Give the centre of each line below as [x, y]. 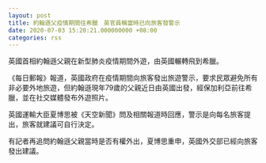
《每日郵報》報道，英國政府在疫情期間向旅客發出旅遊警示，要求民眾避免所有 [133, 78]
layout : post [30, 15]
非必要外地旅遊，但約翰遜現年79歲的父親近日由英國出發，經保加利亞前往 [127, 88]
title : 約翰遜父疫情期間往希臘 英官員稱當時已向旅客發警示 [94, 23]
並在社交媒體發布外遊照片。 [67, 98]
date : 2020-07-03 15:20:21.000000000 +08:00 [83, 30]
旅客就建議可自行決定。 [60, 124]
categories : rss [35, 38]
